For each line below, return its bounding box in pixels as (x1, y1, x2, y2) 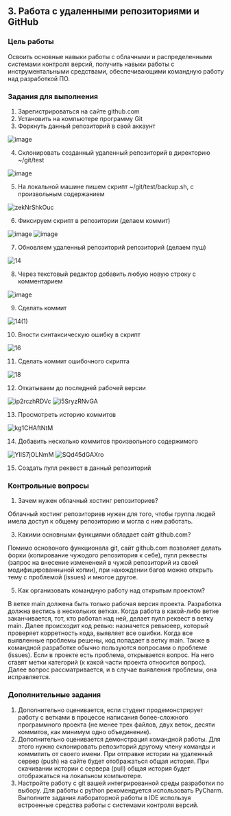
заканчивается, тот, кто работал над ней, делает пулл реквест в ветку (8, 614, 214, 623)
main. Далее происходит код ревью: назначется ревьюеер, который (8, 622, 209, 630)
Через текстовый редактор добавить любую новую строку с (17, 270, 196, 278)
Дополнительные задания (8, 690, 101, 700)
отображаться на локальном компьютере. (17, 771, 143, 780)
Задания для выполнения (8, 92, 99, 101)
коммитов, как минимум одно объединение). (17, 727, 151, 736)
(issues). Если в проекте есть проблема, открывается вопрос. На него (8, 651, 215, 659)
